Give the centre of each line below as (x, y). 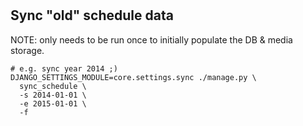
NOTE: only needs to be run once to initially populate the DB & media (151, 39)
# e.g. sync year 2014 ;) (64, 68)
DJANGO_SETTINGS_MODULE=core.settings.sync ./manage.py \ (133, 77)
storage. (27, 50)
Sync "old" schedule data (92, 15)
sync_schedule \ (53, 86)
